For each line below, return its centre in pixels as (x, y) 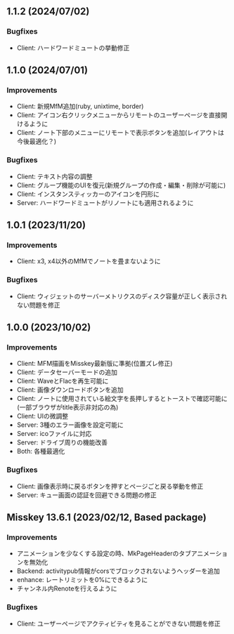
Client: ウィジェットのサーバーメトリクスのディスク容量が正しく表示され (122, 296)
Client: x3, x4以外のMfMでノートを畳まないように (89, 261)
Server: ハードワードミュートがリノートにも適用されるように (105, 202)
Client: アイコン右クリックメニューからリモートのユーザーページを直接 (119, 115)
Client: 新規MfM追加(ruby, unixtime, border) (80, 106)
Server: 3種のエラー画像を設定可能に (70, 425)
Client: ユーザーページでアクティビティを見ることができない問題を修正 (118, 623)
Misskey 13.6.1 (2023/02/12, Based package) (106, 518)
